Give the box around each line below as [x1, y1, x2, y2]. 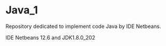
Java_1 [5, 3, 38, 17]
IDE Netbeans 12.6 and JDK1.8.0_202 [5, 34, 96, 41]
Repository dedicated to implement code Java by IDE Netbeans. [5, 23, 161, 30]
